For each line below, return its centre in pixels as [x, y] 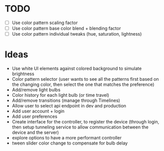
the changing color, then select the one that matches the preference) [83, 85]
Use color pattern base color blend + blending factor [66, 28]
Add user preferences [35, 116]
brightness [23, 74]
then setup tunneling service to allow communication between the [80, 127]
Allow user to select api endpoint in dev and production [69, 106]
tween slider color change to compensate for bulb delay [70, 143]
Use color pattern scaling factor [45, 23]
